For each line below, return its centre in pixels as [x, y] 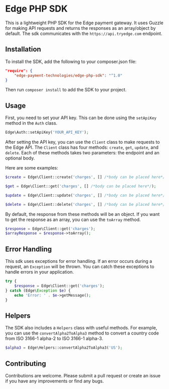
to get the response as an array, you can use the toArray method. [73, 219]
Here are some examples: [32, 168]
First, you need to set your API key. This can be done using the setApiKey [81, 118]
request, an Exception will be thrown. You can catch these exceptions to [80, 267]
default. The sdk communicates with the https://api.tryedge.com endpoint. [84, 33]
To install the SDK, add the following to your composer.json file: [71, 62]
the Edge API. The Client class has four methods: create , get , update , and [82, 147]
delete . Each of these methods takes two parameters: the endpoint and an [82, 153]
